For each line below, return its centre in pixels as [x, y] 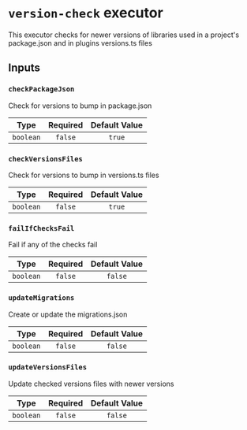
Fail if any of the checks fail [53, 245]
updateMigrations [41, 298]
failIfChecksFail [41, 228]
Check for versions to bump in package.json [80, 106]
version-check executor [86, 13]
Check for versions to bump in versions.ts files [84, 175]
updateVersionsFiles [48, 367]
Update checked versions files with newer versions [91, 384]
